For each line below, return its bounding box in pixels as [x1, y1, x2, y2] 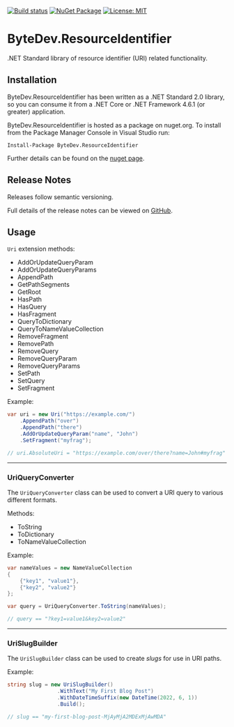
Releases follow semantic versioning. [7, 192, 114, 201]
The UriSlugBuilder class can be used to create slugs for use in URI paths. [7, 655, 221, 663]
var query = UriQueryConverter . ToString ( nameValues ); [7, 603, 167, 610]
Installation [7, 74, 57, 86]
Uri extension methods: [7, 244, 75, 253]
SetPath [17, 369, 40, 377]
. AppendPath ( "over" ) [19, 418, 79, 425]
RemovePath [17, 340, 54, 348]
